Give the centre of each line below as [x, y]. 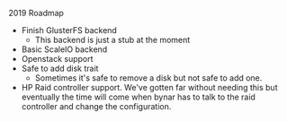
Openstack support [57, 59]
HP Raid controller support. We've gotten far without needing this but [149, 87]
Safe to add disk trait [60, 68]
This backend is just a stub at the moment [112, 40]
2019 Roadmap [36, 13]
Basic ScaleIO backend [64, 49]
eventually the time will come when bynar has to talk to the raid [138, 97]
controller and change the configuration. [96, 106]
